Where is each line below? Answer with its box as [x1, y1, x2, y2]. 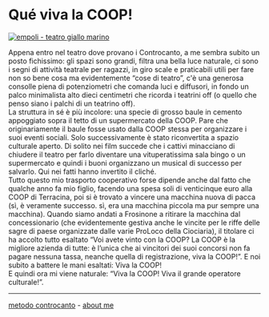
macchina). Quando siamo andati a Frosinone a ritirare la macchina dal [8, 209, 241, 219]
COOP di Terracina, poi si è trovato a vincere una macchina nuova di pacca [8, 192, 256, 202]
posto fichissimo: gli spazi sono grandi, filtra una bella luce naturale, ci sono [8, 56, 259, 66]
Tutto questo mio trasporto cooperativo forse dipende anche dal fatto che [8, 175, 251, 185]
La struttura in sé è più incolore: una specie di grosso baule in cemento [8, 106, 243, 117]
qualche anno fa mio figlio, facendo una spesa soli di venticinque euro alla [8, 183, 253, 193]
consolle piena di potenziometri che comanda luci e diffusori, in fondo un [8, 82, 250, 91]
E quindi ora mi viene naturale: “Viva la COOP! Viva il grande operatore [8, 268, 242, 278]
